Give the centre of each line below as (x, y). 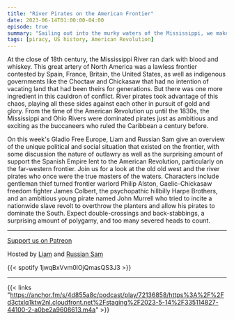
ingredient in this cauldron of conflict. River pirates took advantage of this (113, 96)
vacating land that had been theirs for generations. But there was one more (115, 89)
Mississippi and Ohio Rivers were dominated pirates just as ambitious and (112, 118)
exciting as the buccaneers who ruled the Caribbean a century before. (108, 126)
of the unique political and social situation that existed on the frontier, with (113, 147)
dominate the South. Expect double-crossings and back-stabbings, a (106, 214)
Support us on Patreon (40, 241)
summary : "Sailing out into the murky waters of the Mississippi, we (110, 33)
